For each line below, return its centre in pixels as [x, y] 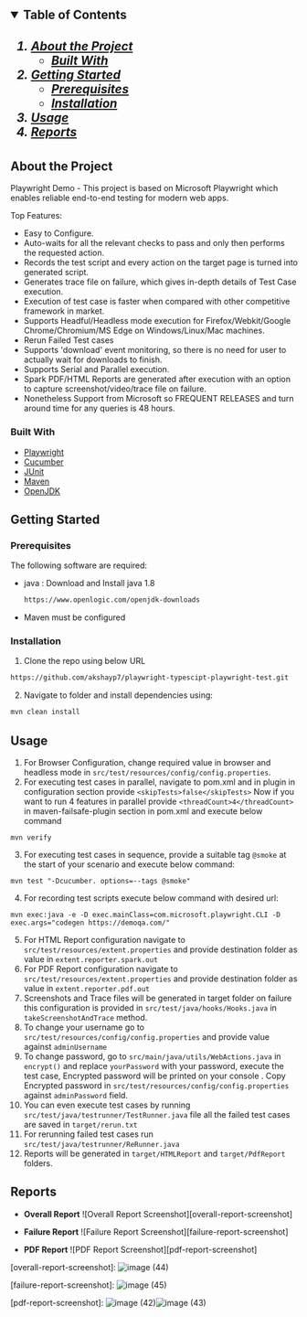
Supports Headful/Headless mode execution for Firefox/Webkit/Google [157, 321]
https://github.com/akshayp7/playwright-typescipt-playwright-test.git [149, 678]
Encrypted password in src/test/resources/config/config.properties [156, 1085]
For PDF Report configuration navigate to [101, 969]
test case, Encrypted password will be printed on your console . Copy [154, 1076]
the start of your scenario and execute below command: [129, 864]
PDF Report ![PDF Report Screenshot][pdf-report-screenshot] [140, 1249]
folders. [38, 1163]
